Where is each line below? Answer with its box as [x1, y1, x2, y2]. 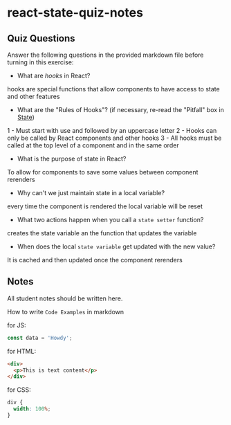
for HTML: [7, 347, 37, 355]
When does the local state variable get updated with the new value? [17, 242, 216, 251]
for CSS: [7, 386, 31, 394]
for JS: [7, 320, 26, 329]
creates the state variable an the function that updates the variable [7, 229, 197, 237]
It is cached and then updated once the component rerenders [7, 256, 183, 264]
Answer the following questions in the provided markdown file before [7, 51, 204, 59]
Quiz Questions [7, 33, 75, 44]
